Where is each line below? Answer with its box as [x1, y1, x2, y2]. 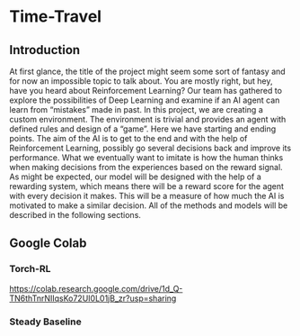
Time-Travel [9, 6, 101, 27]
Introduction [9, 42, 81, 58]
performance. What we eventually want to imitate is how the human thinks [9, 152, 284, 163]
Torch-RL [9, 263, 51, 276]
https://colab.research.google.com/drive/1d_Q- [9, 283, 183, 294]
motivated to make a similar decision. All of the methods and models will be [9, 200, 288, 211]
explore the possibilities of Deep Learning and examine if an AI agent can [9, 95, 280, 105]
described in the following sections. [9, 210, 142, 220]
